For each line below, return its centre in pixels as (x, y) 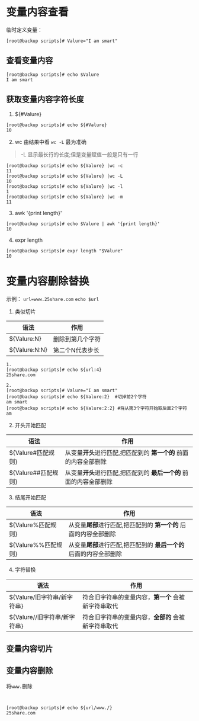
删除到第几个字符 (77, 339)
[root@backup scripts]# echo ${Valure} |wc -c (65, 166)
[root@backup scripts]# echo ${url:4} (54, 370)
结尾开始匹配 (30, 497)
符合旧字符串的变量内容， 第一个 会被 (134, 597)
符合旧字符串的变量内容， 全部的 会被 (134, 617)
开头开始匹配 (30, 425)
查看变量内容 (30, 61)
